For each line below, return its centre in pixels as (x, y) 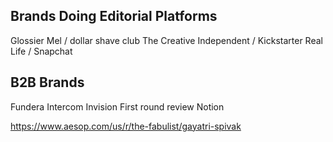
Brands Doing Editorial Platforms (114, 16)
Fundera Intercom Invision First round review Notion (117, 106)
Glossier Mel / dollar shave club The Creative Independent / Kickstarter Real (166, 40)
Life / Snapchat (41, 51)
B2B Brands (47, 82)
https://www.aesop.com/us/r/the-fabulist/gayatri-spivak (126, 126)
